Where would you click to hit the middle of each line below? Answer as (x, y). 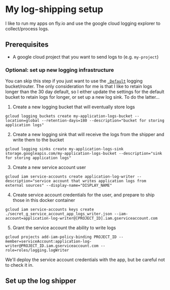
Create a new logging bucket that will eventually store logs (74, 107)
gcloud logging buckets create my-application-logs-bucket (69, 116)
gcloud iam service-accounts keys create (50, 210)
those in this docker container (44, 200)
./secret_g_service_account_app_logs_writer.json (59, 214)
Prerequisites (27, 45)
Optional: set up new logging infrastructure (60, 70)
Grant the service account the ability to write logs (64, 228)
